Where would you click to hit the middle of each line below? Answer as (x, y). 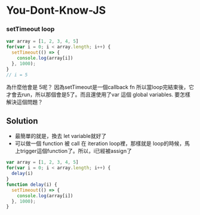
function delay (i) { (32, 185)
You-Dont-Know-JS (56, 10)
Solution (22, 121)
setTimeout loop (30, 29)
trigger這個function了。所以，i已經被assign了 (76, 151)
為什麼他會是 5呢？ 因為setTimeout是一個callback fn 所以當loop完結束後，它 (100, 87)
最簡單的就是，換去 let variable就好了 (61, 136)
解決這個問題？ (24, 102)
